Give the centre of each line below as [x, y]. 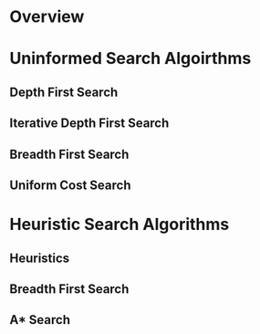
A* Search [40, 320]
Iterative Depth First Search [89, 124]
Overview [47, 17]
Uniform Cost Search [70, 185]
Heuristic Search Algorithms [120, 224]
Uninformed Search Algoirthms [130, 59]
